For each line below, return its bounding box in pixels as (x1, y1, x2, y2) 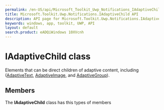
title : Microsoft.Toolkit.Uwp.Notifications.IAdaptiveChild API (5, 12, 139, 17)
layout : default (5, 25, 38, 30)
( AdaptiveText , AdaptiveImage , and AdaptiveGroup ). (5, 72, 110, 78)
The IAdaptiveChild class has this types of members (5, 99, 111, 105)
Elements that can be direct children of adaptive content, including (5, 67, 139, 73)
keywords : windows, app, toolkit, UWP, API (5, 21, 95, 26)
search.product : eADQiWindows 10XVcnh (5, 30, 84, 35)
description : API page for (5, 16, 60, 21)
